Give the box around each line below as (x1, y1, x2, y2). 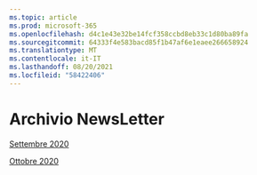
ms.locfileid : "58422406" (9, 71, 105, 80)
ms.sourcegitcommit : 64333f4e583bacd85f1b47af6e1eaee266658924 (9, 37, 249, 47)
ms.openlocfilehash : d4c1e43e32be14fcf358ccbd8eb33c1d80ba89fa (9, 29, 249, 38)
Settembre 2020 (9, 139, 69, 149)
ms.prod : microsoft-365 (9, 21, 98, 30)
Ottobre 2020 (9, 155, 60, 166)
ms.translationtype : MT (9, 46, 98, 55)
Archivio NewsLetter (9, 108, 165, 129)
